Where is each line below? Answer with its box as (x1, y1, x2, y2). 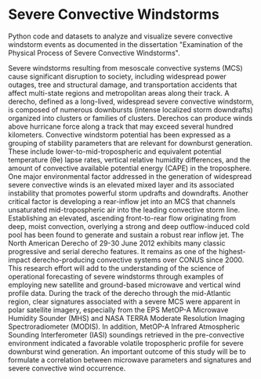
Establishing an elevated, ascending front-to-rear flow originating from (8, 213, 237, 223)
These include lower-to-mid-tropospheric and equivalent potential (8, 147, 222, 156)
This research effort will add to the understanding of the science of (8, 263, 225, 272)
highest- (218, 246, 246, 256)
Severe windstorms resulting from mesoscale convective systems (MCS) (8, 63, 243, 72)
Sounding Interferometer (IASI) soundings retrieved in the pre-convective (8, 330, 245, 339)
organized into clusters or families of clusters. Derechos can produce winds (8, 113, 253, 122)
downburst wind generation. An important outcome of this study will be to (8, 347, 247, 356)
